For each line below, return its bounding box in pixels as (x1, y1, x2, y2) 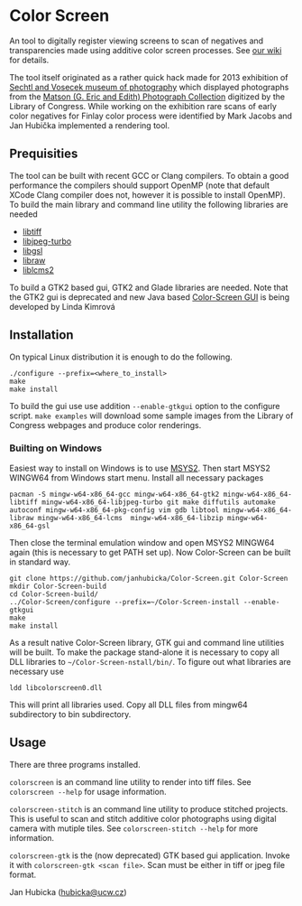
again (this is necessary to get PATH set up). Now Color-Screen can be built (9, 546, 291, 557)
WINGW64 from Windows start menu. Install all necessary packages (9, 472, 264, 483)
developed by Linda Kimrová (9, 301, 115, 312)
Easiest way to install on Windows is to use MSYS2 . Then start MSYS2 (9, 462, 270, 473)
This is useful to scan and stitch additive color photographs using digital (9, 813, 277, 824)
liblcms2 (22, 264, 54, 276)
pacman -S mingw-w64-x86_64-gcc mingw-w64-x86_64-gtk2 (9, 490, 220, 499)
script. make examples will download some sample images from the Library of (9, 410, 294, 421)
